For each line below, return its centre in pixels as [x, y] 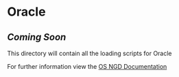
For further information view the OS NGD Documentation [87, 66]
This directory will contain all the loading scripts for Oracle [90, 53]
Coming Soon [37, 37]
